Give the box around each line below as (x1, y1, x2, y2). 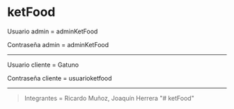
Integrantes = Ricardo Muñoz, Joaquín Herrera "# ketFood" (24, 94, 195, 102)
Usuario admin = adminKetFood (7, 27, 98, 35)
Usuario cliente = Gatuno (7, 60, 79, 69)
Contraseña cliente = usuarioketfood (7, 74, 113, 82)
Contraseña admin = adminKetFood (7, 40, 109, 49)
